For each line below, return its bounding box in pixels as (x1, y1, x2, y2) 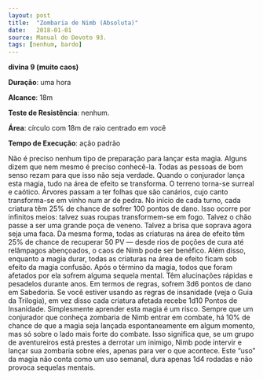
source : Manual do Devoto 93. (8, 33, 108, 42)
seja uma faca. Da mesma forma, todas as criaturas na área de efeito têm (8, 229, 246, 238)
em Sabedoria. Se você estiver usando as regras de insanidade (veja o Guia (8, 288, 254, 297)
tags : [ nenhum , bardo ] (8, 41, 82, 49)
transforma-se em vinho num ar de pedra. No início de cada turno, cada (8, 196, 241, 205)
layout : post (8, 11, 51, 20)
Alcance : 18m (8, 93, 53, 102)
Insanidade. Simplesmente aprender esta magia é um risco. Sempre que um (8, 304, 254, 314)
